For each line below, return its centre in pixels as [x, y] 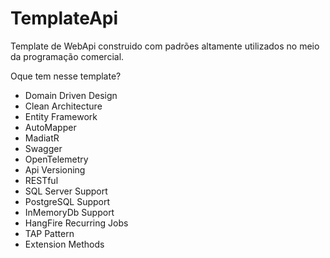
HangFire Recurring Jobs [76, 223]
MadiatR [42, 138]
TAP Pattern [49, 233]
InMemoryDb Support [69, 212]
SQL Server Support [66, 191]
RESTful [41, 180]
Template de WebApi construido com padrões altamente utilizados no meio [165, 46]
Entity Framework [61, 116]
